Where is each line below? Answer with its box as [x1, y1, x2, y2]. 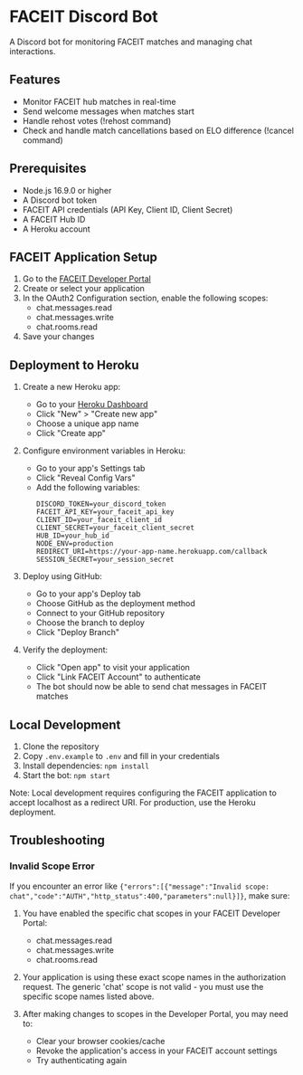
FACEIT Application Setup [9, 249, 158, 264]
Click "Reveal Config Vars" [35, 472, 136, 483]
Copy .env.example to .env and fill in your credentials [22, 751, 220, 761]
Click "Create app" [35, 428, 107, 439]
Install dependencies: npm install [22, 760, 149, 771]
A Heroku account [22, 224, 90, 234]
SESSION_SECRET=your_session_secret [35, 555, 175, 565]
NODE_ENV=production [35, 539, 114, 548]
